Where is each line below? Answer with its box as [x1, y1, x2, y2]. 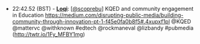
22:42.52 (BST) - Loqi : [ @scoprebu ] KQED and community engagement [12, 5, 194, 12]
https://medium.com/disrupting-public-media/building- [45, 11, 183, 19]
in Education [12, 11, 44, 19]
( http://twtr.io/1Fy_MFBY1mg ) [12, 31, 86, 38]
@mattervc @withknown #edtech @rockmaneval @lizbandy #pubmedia [12, 24, 194, 31]
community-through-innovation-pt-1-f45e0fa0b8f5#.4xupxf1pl [12, 18, 170, 25]
